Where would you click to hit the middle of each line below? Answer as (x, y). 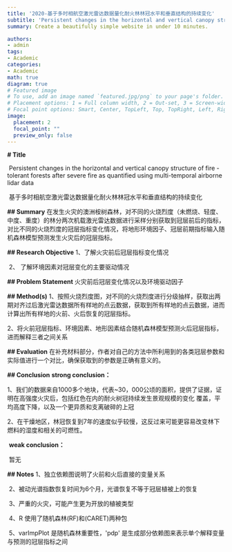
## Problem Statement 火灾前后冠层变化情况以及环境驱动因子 (96, 282)
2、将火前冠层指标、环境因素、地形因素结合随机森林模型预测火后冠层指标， (115, 328)
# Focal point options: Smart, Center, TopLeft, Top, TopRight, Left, (111, 110)
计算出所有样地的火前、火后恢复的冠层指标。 (71, 314)
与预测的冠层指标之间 (37, 542)
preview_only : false (43, 135)
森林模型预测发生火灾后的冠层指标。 (64, 238)
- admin (18, 46)
